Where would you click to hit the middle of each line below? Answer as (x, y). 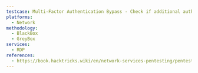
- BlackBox (25, 34)
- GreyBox (23, 39)
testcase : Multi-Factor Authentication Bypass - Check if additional (93, 11)
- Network (23, 22)
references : (21, 55)
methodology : (22, 28)
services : (18, 45)
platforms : (19, 17)
